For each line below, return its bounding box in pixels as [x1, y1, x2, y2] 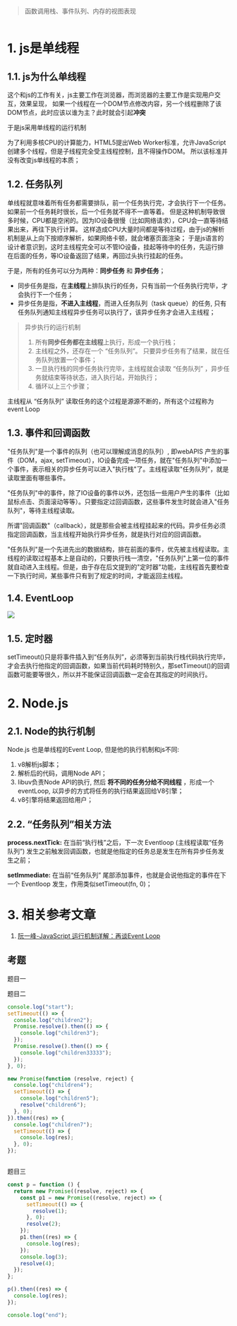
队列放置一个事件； [41, 355, 97, 364]
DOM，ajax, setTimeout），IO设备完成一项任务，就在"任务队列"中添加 [19, 456, 221, 464]
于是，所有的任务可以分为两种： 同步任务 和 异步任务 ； [7, 266, 166, 274]
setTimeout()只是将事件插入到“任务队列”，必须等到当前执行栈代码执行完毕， [7, 652, 229, 662]
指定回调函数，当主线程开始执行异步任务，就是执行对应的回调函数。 [7, 530, 205, 538]
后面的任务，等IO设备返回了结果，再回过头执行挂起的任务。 [13, 251, 187, 260]
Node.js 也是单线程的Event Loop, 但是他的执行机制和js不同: [7, 746, 180, 754]
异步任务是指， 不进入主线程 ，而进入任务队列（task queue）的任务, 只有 [17, 299, 227, 308]
